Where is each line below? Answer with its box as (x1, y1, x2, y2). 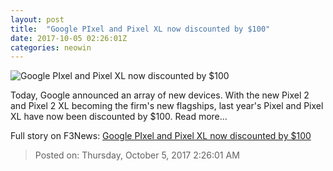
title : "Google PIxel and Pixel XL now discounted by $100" (10, 24, 271, 34)
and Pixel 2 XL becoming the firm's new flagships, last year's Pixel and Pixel (10, 100, 324, 112)
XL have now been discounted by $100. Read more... (10, 111, 228, 123)
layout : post (10, 14, 65, 25)
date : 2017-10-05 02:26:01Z (10, 33, 128, 43)
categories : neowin (10, 42, 92, 53)
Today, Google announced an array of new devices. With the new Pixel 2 (10, 89, 310, 101)
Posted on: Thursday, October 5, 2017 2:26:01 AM (34, 149, 240, 161)
